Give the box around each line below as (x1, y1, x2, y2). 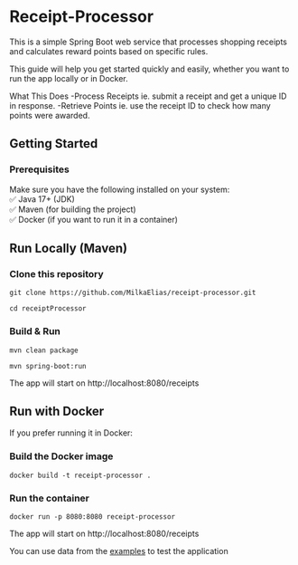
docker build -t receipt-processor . (9, 471, 152, 480)
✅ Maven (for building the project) (9, 204, 137, 215)
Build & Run (9, 325, 61, 338)
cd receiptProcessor (9, 304, 88, 313)
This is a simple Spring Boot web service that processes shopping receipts (9, 36, 287, 47)
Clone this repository (9, 267, 104, 280)
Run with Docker (9, 404, 105, 418)
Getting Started (9, 136, 98, 151)
